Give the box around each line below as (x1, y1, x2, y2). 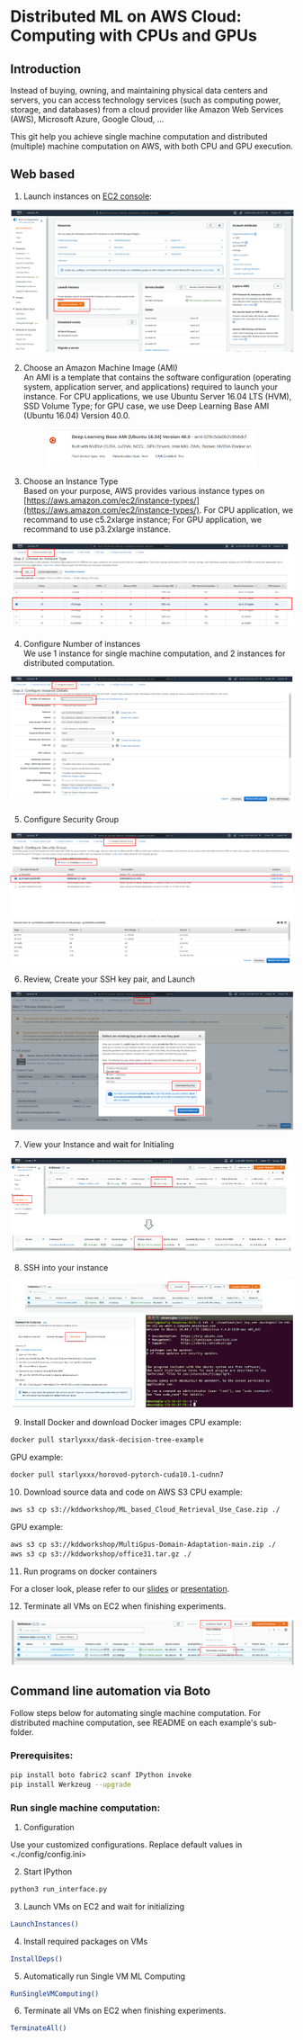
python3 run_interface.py (10, 1884, 107, 1893)
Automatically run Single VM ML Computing (22, 1971, 186, 1982)
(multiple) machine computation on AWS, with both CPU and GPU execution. (10, 141, 293, 151)
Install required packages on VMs (22, 1936, 148, 1946)
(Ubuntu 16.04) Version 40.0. (22, 410, 131, 421)
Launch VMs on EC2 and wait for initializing (22, 1901, 185, 1911)
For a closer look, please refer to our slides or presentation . (10, 1583, 230, 1594)
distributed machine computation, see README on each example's (10, 1717, 258, 1728)
